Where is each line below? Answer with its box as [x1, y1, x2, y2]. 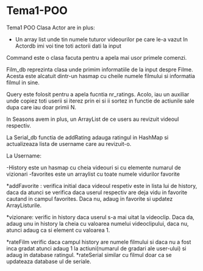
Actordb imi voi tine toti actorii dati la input [15, 42, 122, 49]
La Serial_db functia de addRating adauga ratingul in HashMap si [6, 134, 169, 141]
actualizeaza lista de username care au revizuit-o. [6, 140, 132, 147]
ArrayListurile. [6, 201, 41, 209]
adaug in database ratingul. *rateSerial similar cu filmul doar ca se [6, 251, 172, 258]
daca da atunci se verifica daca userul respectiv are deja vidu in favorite [6, 189, 188, 196]
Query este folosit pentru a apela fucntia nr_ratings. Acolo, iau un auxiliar [6, 90, 190, 98]
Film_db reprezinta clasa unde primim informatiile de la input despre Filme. [6, 65, 193, 73]
